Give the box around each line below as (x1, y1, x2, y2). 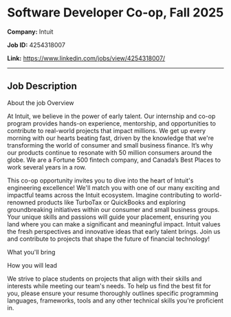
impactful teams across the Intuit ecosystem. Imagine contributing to (7, 191, 201, 199)
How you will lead (7, 261, 57, 269)
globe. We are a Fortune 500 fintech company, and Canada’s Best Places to (7, 156, 221, 164)
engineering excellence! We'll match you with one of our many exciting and (7, 183, 220, 191)
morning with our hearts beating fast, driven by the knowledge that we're (7, 134, 214, 142)
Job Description (7, 80, 78, 92)
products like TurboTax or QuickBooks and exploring (37, 198, 186, 207)
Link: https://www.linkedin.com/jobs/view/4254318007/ (7, 54, 166, 62)
